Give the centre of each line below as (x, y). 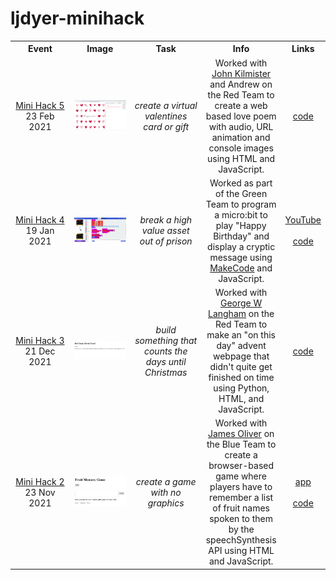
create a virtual (166, 105)
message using (241, 257)
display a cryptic (241, 246)
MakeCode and (241, 268)
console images (241, 148)
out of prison (166, 241)
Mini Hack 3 (40, 340)
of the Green (241, 193)
